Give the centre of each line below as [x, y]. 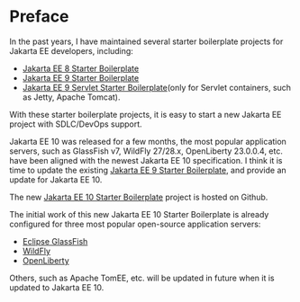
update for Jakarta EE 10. [56, 179]
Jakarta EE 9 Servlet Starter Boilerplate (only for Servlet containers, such [156, 87]
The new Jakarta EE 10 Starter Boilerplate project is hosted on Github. [139, 197]
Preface [39, 17]
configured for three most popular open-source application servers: [135, 224]
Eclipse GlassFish [55, 241]
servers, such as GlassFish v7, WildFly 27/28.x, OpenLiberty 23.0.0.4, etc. [146, 151]
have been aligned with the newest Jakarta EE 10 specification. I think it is [146, 160]
